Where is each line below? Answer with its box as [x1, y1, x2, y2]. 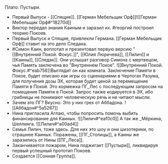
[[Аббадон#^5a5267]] [12, 105, 58, 111]
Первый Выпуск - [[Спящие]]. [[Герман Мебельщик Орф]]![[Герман [12, 14, 157, 20]
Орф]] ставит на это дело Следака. [12, 41, 88, 47]
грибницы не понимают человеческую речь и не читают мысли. [12, 94, 151, 100]
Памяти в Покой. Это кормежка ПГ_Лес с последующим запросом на [12, 84, 163, 90]
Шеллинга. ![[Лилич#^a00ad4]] [12, 121, 79, 127]
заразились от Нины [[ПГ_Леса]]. [12, 137, 84, 143]
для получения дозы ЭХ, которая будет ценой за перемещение [12, 78, 148, 84]
